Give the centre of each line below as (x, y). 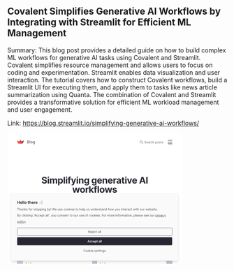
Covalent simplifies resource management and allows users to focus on (110, 65)
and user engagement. (40, 109)
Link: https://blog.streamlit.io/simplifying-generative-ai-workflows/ (103, 123)
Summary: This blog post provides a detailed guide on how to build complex (117, 50)
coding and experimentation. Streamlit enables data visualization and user (114, 72)
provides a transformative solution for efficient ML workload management (113, 102)
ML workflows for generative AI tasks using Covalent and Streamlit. (104, 57)
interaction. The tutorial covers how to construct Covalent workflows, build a (117, 80)
